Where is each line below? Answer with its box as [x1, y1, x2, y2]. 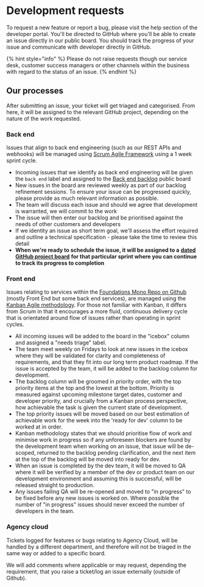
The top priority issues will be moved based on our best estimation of [15, 410, 190, 418]
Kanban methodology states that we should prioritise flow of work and [15, 430, 192, 437]
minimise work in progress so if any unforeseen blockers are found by [15, 436, 191, 444]
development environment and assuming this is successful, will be [15, 475, 182, 482]
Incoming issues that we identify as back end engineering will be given [15, 169, 193, 176]
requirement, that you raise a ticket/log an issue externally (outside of [6, 567, 181, 575]
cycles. [6, 321, 24, 328]
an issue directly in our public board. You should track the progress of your [6, 37, 194, 44]
